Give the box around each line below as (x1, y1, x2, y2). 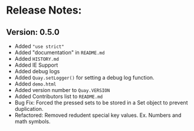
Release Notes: (6, 4, 82, 17)
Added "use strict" (14, 42, 65, 50)
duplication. (14, 106, 44, 112)
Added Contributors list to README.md (14, 93, 103, 100)
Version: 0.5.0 (6, 27, 60, 37)
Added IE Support (14, 61, 58, 68)
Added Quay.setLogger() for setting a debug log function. (14, 74, 154, 81)
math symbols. (14, 118, 51, 125)
